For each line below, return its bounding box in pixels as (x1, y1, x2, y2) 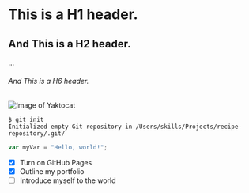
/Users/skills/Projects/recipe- (135, 123, 243, 131)
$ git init (8, 116, 44, 124)
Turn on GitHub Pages (19, 158, 92, 168)
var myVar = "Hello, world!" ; (8, 144, 108, 152)
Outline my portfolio (19, 167, 85, 176)
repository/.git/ (8, 130, 66, 138)
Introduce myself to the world (19, 176, 116, 185)
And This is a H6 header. (8, 76, 89, 85)
